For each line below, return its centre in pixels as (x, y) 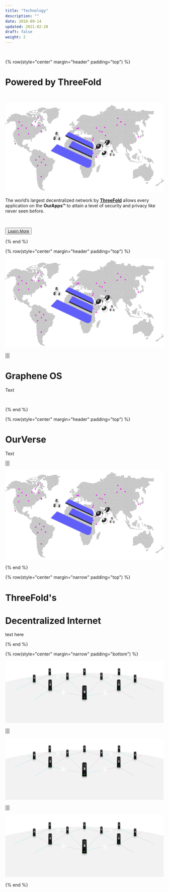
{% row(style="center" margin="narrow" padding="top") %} (68, 577)
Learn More (19, 231)
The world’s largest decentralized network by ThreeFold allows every (77, 200)
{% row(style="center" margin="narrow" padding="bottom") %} (72, 654)
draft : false (19, 32)
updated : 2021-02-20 (27, 27)
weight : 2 (16, 37)
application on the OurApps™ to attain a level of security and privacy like (80, 206)
